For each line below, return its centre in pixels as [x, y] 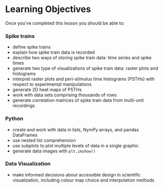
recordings [23, 106]
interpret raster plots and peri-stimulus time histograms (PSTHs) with [83, 79]
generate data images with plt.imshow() [54, 151]
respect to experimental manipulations [52, 84]
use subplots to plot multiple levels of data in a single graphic [75, 145]
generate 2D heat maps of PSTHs [47, 90]
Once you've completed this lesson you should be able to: [65, 23]
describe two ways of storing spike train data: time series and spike [82, 58]
